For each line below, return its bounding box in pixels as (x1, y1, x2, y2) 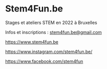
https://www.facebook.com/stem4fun (5, 58, 83, 64)
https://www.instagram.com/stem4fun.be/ (5, 48, 93, 54)
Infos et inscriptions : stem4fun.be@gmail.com (5, 29, 102, 35)
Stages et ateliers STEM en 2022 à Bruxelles (5, 19, 97, 25)
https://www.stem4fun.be (5, 38, 59, 45)
